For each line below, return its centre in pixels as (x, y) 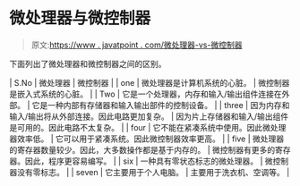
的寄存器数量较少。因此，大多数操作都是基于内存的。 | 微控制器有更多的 (142, 149)
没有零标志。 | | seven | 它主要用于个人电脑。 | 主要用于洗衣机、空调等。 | (153, 172)
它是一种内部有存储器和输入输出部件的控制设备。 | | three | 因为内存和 (161, 105)
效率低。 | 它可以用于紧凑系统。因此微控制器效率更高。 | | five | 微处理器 (150, 139)
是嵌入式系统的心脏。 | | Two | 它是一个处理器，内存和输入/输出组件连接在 (146, 94)
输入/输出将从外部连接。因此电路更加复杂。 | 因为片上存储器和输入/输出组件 (149, 116)
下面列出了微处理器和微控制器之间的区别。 (88, 63)
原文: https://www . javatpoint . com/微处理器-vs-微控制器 (137, 45)
